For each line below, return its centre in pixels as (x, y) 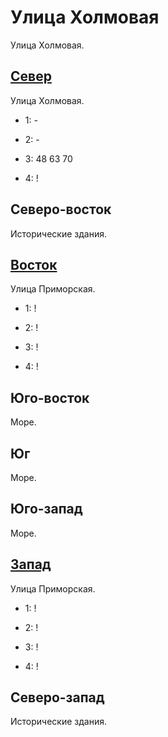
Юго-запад (46, 509)
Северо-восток (61, 209)
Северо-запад (57, 697)
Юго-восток (50, 397)
